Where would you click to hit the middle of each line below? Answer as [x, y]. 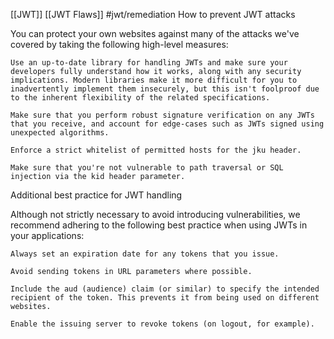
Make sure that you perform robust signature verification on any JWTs [162, 115]
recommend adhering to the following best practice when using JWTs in [159, 225]
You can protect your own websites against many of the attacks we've [155, 33]
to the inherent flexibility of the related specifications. [140, 98]
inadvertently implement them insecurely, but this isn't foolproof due [165, 89]
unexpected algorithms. [60, 133]
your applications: [47, 235]
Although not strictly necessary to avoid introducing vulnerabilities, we [155, 214]
